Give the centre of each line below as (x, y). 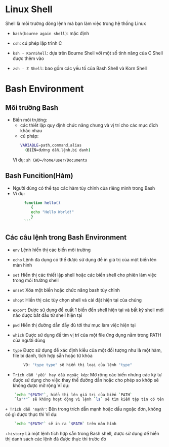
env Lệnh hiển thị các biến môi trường (52, 250)
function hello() (42, 203)
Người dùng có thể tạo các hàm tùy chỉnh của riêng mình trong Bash (84, 188)
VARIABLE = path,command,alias (51, 145)
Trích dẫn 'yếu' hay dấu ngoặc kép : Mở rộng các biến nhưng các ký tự (87, 374)
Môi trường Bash (32, 108)
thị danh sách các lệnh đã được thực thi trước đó (56, 439)
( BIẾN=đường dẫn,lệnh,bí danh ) (58, 150)
